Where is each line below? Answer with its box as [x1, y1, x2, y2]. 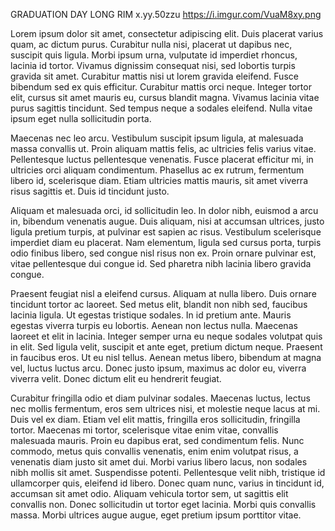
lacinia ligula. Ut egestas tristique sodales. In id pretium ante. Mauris [10, 309, 292, 321]
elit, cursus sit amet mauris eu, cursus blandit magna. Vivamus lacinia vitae [10, 92, 320, 103]
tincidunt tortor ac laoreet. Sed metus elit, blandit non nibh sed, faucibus [10, 299, 308, 310]
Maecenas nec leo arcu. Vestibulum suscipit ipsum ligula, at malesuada [10, 132, 304, 144]
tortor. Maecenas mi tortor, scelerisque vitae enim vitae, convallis [10, 424, 279, 436]
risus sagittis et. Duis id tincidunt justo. [10, 185, 170, 197]
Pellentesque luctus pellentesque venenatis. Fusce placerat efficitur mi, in [10, 154, 314, 165]
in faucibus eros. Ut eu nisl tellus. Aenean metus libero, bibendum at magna [10, 352, 322, 363]
